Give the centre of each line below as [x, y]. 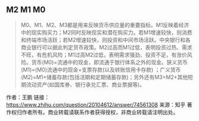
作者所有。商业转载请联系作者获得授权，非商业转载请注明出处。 [100, 112]
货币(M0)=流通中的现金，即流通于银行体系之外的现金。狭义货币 [109, 62]
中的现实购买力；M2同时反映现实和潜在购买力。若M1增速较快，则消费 [106, 32]
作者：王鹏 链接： [28, 97]
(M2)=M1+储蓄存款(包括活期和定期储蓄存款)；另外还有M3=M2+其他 [104, 77]
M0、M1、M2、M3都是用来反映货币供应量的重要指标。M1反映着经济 [105, 25]
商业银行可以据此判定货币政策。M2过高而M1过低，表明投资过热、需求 [106, 47]
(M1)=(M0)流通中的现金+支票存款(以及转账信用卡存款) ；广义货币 [101, 69]
